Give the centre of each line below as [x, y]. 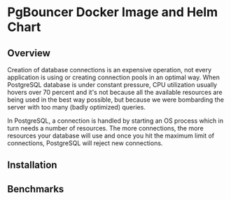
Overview [29, 53]
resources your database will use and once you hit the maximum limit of [111, 135]
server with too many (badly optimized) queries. [76, 107]
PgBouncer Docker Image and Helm [113, 12]
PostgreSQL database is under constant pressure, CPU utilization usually [112, 85]
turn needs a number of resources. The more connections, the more [106, 128]
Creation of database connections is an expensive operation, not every [110, 70]
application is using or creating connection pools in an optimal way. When [114, 77]
